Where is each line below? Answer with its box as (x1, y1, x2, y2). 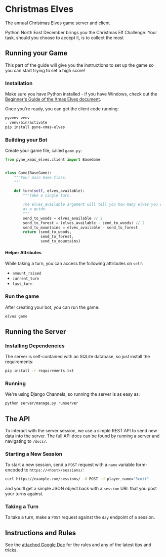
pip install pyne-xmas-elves (5, 125, 65, 130)
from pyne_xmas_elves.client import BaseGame (5, 157, 100, 162)
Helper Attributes (5, 249, 42, 255)
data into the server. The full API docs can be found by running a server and (5, 433, 160, 439)
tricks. (5, 547, 18, 553)
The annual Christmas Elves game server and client (5, 20, 110, 26)
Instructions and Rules (5, 528, 76, 537)
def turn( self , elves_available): (14, 188, 85, 193)
